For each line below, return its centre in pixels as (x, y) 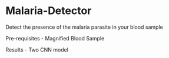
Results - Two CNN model (37, 50)
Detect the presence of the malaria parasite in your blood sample (84, 27)
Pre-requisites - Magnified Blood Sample (55, 38)
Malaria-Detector (49, 11)
